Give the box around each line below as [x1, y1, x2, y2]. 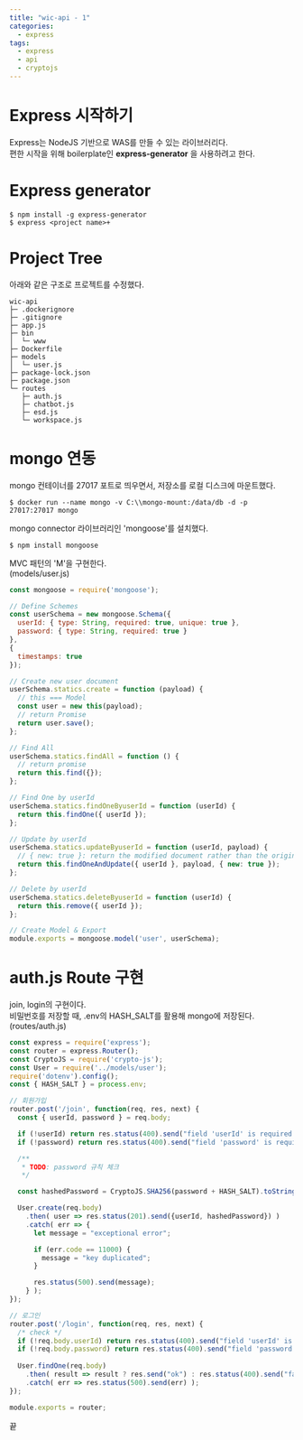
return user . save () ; [17, 719, 95, 728]
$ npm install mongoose [9, 541, 99, 550]
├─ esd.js [21, 407, 59, 416]
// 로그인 [9, 1311, 41, 1320]
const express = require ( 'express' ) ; [9, 1038, 151, 1047]
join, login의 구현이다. [9, 999, 87, 1010]
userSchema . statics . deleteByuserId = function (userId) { [9, 893, 232, 902]
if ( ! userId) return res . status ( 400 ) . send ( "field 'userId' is [17, 1129, 256, 1138]
